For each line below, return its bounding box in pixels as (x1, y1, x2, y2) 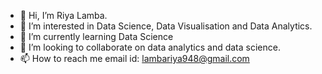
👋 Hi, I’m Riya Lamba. (19, 10, 108, 21)
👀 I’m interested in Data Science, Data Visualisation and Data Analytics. (19, 20, 313, 32)
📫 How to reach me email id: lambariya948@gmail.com (19, 53, 250, 64)
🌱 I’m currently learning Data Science (19, 31, 174, 42)
